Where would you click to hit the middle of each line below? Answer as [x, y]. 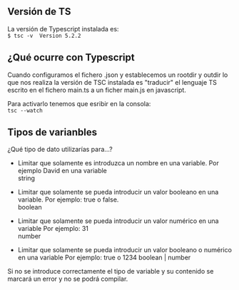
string [26, 178]
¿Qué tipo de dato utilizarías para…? [60, 150]
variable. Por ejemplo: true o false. [68, 200]
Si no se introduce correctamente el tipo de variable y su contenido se [111, 271]
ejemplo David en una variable [62, 171]
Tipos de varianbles [52, 132]
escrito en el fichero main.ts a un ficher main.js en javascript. [97, 90]
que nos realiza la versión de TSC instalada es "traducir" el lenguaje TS [112, 82]
